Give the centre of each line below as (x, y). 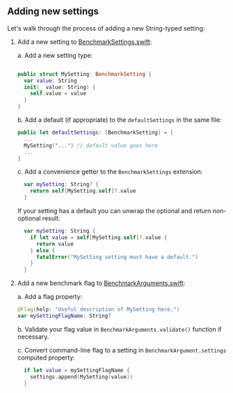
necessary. (33, 337)
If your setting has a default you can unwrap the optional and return (114, 211)
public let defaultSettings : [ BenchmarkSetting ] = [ (95, 133)
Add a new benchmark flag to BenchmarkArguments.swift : (101, 283)
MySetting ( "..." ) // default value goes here (91, 146)
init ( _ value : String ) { (60, 87)
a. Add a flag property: (50, 297)
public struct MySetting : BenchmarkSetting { (84, 74)
